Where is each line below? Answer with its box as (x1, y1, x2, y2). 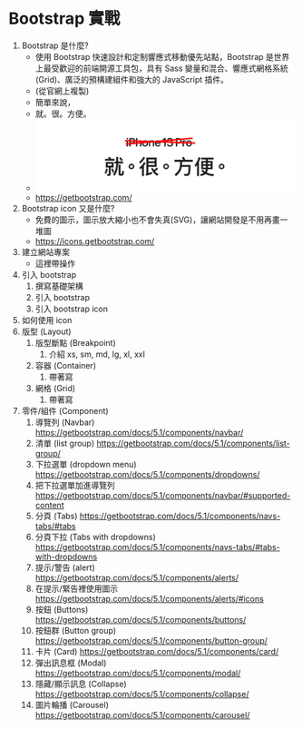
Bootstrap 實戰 (8, 8, 121, 29)
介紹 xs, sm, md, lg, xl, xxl (48, 349, 146, 360)
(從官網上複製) (34, 85, 90, 96)
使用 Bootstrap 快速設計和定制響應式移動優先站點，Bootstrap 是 (34, 51, 274, 62)
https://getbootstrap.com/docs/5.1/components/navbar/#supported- (34, 490, 291, 501)
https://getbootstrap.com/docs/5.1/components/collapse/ (34, 689, 249, 700)
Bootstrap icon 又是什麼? (21, 203, 115, 214)
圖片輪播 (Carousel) (34, 700, 110, 711)
